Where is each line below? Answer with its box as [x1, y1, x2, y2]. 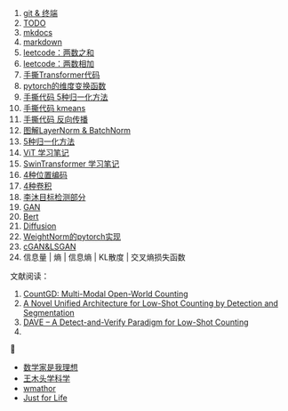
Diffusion [22, 221, 57, 231]
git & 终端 [22, 8, 59, 18]
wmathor [22, 383, 56, 393]
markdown [22, 36, 63, 47]
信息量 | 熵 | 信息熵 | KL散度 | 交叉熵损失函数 [22, 252, 186, 262]
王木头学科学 [22, 373, 70, 383]
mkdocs [22, 28, 52, 37]
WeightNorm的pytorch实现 [22, 231, 122, 242]
